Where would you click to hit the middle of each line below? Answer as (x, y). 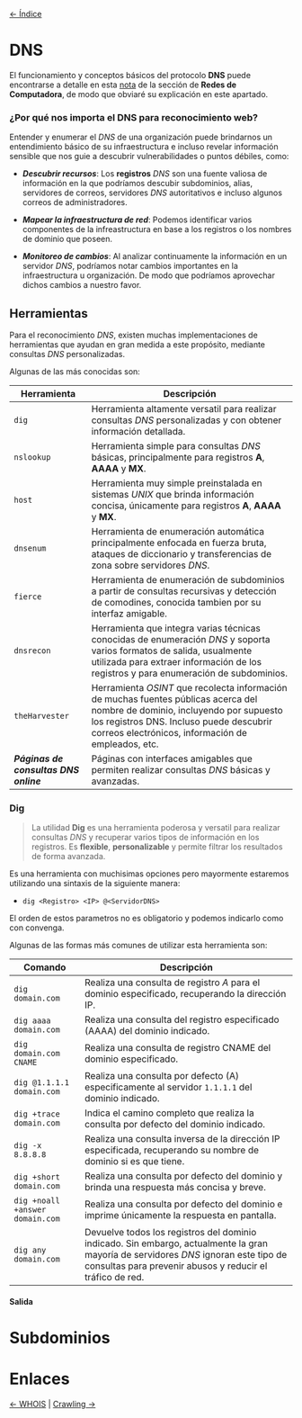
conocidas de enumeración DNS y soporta (181, 640)
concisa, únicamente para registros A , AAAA (186, 506)
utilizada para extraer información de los (177, 662)
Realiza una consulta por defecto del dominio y (183, 1176)
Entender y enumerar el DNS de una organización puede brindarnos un (141, 137)
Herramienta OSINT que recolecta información (189, 688)
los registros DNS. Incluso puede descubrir (182, 722)
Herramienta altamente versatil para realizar (184, 409)
